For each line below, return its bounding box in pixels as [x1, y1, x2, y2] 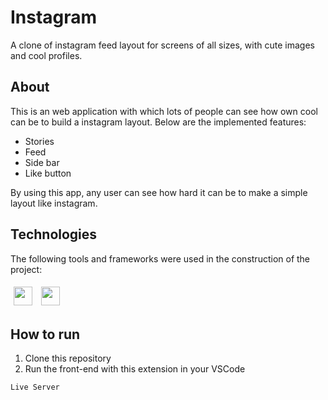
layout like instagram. [10, 197, 98, 209]
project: [10, 263, 43, 275]
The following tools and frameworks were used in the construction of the [10, 252, 311, 265]
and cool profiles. [10, 49, 83, 61]
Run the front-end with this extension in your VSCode [24, 363, 246, 375]
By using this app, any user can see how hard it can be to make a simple [10, 186, 308, 198]
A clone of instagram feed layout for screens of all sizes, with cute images [10, 39, 315, 51]
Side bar [24, 156, 60, 168]
